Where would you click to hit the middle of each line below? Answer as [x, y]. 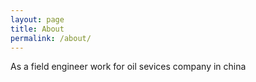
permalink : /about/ [51, 38]
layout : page [37, 19]
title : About [37, 29]
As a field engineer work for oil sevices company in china [128, 67]
